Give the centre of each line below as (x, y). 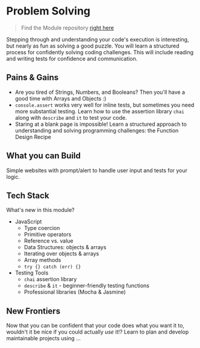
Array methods (42, 260)
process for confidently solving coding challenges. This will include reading (100, 52)
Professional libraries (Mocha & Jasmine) (75, 292)
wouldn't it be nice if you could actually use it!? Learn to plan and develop (98, 332)
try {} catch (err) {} (52, 267)
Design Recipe (33, 137)
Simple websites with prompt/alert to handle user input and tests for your (97, 170)
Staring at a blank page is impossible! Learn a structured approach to (101, 124)
